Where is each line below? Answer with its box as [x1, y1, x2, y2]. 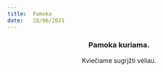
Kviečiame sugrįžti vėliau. [81, 56, 157, 64]
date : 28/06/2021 [7, 17, 65, 24]
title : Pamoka [7, 10, 52, 18]
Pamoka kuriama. [88, 40, 150, 50]
